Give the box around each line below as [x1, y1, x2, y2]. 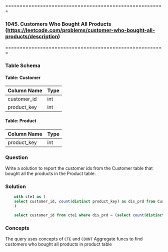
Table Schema [5, 62, 41, 69]
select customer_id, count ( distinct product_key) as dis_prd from [14, 199, 155, 204]
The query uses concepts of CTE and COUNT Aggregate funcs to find [5, 236, 143, 242]
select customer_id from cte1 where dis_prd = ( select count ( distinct [14, 212, 164, 217]
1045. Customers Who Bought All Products [5, 20, 111, 27]
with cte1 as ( [14, 194, 46, 199]
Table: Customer [5, 74, 41, 80]
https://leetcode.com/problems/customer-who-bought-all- [7, 26, 155, 33]
